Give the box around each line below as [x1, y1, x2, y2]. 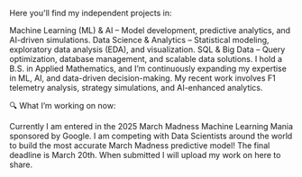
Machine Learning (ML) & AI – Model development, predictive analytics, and [9, 25, 291, 35]
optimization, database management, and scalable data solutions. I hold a [9, 54, 282, 64]
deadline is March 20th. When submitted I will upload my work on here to [9, 150, 281, 160]
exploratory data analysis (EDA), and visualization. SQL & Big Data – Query [9, 44, 286, 55]
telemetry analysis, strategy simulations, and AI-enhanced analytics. [9, 83, 263, 93]
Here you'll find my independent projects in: [9, 8, 173, 18]
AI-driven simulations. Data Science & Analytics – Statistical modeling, [9, 35, 270, 45]
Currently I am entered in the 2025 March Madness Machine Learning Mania [9, 121, 294, 131]
